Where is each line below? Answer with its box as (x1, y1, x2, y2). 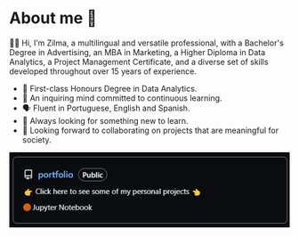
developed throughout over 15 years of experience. (9, 66, 198, 77)
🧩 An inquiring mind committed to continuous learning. (21, 93, 222, 103)
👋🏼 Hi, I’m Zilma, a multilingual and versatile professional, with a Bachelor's (9, 37, 285, 48)
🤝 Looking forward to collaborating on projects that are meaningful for (21, 125, 279, 135)
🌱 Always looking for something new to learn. (21, 115, 189, 126)
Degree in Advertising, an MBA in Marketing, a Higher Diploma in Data (9, 46, 266, 57)
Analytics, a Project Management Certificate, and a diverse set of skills (9, 56, 269, 67)
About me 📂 (9, 8, 98, 29)
